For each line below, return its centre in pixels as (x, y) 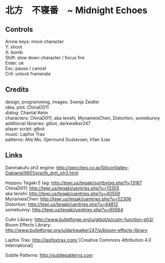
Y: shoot (14, 47)
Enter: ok (15, 63)
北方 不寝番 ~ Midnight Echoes (76, 10)
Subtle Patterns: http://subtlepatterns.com (49, 255)
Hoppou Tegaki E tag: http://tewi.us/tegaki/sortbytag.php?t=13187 (74, 183)
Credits (17, 90)
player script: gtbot (25, 128)
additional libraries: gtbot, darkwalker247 (48, 123)
